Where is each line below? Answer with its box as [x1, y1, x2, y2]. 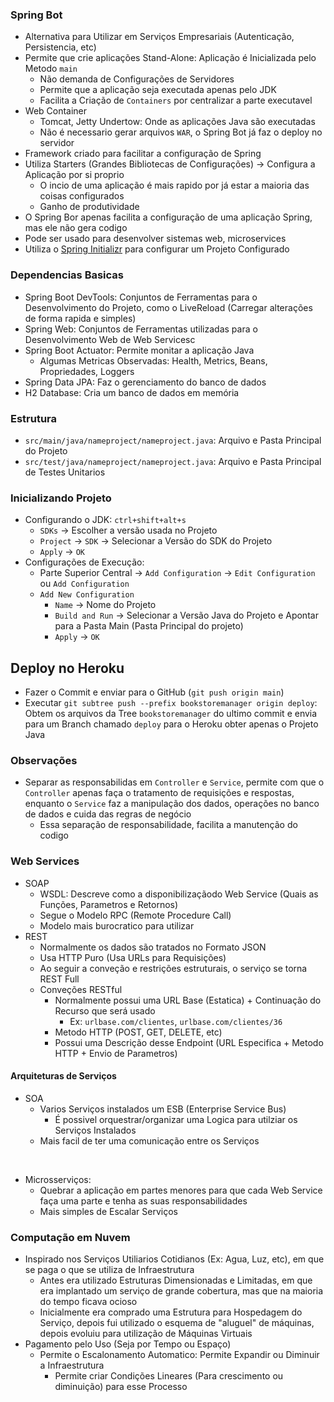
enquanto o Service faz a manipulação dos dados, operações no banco [24, 798, 320, 810]
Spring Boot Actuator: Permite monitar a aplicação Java [24, 344, 255, 356]
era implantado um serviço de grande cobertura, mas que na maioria [39, 1285, 324, 1297]
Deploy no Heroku [10, 659, 125, 677]
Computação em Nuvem [10, 1230, 131, 1244]
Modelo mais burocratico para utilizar [39, 919, 195, 932]
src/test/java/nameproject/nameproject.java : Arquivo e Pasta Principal [24, 455, 322, 467]
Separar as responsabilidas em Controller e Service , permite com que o [24, 776, 325, 788]
